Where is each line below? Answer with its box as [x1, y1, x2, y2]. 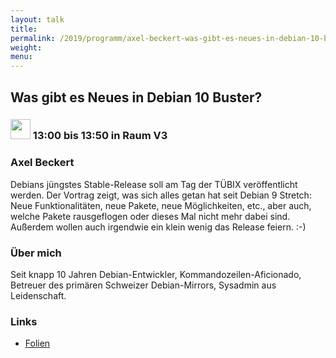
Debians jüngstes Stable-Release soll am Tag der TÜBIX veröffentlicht [10, 178, 298, 190]
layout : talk [10, 14, 65, 25]
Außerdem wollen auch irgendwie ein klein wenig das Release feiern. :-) [10, 221, 307, 233]
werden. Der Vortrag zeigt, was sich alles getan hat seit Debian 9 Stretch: [10, 189, 312, 201]
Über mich [10, 246, 62, 260]
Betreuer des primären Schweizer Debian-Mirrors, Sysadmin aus [10, 279, 277, 291]
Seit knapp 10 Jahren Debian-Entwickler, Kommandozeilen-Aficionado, [10, 269, 302, 281]
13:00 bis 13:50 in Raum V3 [32, 129, 168, 143]
